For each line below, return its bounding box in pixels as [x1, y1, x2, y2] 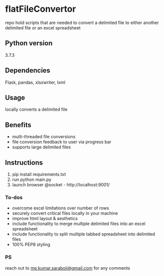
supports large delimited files [12, 144, 71, 150]
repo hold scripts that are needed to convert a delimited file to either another [5, 20, 159, 25]
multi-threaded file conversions [12, 134, 76, 140]
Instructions [5, 158, 43, 167]
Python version [5, 39, 53, 48]
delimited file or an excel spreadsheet [5, 25, 81, 30]
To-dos [5, 194, 23, 201]
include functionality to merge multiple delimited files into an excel [12, 221, 145, 226]
